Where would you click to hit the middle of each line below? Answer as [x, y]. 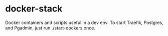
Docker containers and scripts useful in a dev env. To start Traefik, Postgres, [84, 22]
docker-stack [34, 9]
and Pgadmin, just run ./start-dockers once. [50, 27]
